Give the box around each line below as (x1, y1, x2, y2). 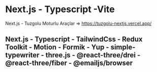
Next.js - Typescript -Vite (5, 4, 115, 15)
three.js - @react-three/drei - (45, 51, 141, 59)
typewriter (5, 51, 40, 59)
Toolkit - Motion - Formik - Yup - (5, 43, 109, 52)
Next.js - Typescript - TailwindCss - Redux (5, 35, 143, 44)
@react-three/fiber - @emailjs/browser (5, 59, 133, 67)
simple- (110, 43, 136, 52)
